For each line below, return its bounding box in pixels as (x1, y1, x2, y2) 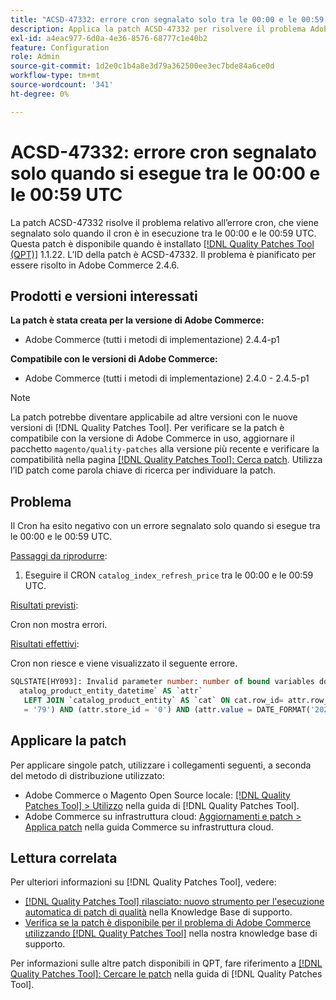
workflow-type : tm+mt (10, 71, 101, 81)
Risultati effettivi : (10, 638, 80, 650)
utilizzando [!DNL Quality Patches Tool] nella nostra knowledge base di (24, 927, 318, 940)
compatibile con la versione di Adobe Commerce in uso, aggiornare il (10, 432, 295, 445)
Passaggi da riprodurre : (10, 550, 108, 562)
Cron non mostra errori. (10, 619, 108, 631)
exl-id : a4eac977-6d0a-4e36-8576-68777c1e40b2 (10, 33, 208, 43)
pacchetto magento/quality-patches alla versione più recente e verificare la (10, 443, 320, 455)
